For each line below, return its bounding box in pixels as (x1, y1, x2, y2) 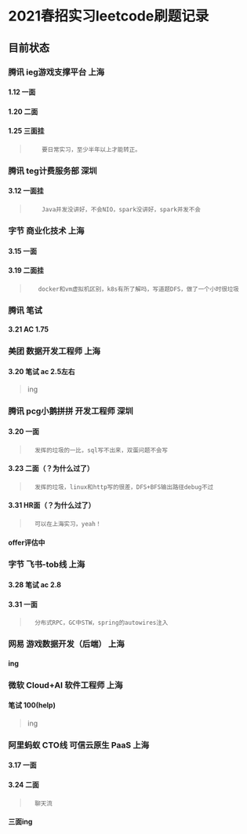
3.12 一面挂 (8, 186, 45, 196)
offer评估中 (8, 538, 45, 547)
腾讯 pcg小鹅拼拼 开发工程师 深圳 (8, 406, 133, 417)
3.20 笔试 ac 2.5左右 (8, 366, 76, 376)
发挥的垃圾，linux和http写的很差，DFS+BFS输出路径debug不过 (35, 483, 214, 491)
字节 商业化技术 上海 (8, 225, 85, 236)
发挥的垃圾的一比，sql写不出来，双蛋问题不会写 (35, 446, 169, 454)
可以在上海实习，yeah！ (35, 520, 102, 527)
